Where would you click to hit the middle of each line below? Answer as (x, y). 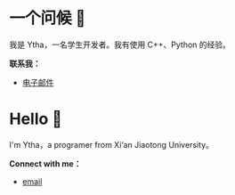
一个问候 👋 (48, 18)
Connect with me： (45, 163)
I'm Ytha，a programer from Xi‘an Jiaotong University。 (111, 144)
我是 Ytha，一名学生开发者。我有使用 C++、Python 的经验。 (120, 45)
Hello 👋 (36, 119)
